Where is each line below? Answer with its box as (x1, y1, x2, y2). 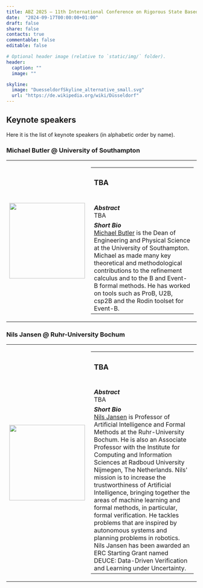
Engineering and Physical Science (94, 237, 190, 245)
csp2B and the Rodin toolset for (94, 297, 184, 305)
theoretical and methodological (94, 259, 182, 267)
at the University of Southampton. (94, 244, 190, 252)
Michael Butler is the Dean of (94, 229, 176, 237)
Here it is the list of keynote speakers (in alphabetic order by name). (6, 131, 175, 138)
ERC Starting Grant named (94, 549, 169, 557)
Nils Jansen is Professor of (94, 413, 170, 421)
